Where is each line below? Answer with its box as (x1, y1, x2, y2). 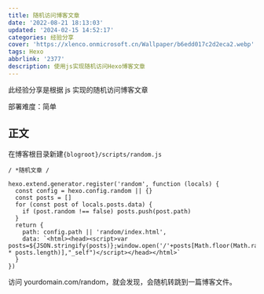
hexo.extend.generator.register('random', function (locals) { (8, 180, 220, 188)
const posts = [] (15, 194, 72, 201)
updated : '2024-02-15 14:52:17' (8, 26, 114, 34)
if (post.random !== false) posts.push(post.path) (22, 207, 192, 216)
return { (15, 221, 44, 229)
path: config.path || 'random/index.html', (22, 228, 167, 236)
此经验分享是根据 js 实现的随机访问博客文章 (8, 85, 148, 94)
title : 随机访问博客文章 (8, 11, 80, 20)
